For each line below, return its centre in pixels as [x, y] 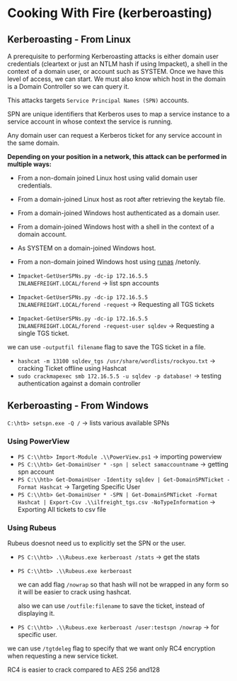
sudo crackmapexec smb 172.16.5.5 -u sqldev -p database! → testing [119, 376]
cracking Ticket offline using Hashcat [72, 368]
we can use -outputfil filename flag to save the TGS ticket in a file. [107, 347]
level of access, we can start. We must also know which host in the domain [117, 79]
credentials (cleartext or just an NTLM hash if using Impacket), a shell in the [117, 64]
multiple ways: [29, 164]
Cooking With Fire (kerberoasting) [110, 13]
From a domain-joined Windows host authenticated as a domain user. [119, 213]
